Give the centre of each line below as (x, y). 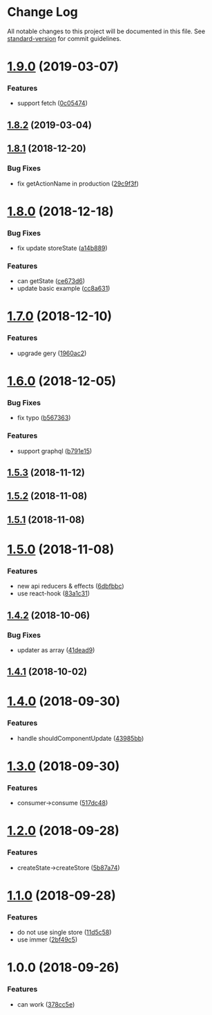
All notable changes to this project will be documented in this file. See (106, 31)
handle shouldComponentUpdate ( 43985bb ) (80, 738)
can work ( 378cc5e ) (46, 1004)
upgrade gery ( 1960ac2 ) (52, 353)
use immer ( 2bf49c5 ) (47, 940)
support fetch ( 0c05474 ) (52, 103)
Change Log (42, 12)
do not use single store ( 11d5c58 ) (64, 933)
